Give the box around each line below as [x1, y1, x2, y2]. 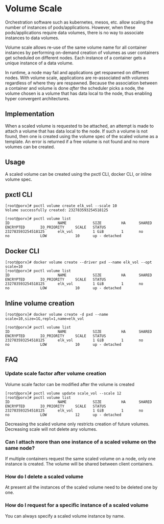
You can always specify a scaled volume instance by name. [5, 513, 125, 519]
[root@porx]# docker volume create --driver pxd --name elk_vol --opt [5, 260, 152, 265]
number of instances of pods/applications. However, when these [5, 24, 136, 30]
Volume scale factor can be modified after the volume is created [5, 381, 135, 387]
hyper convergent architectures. [5, 95, 70, 101]
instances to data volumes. [5, 35, 60, 41]
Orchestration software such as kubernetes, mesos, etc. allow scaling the [5, 19, 153, 25]
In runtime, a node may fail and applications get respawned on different [5, 69, 149, 75]
